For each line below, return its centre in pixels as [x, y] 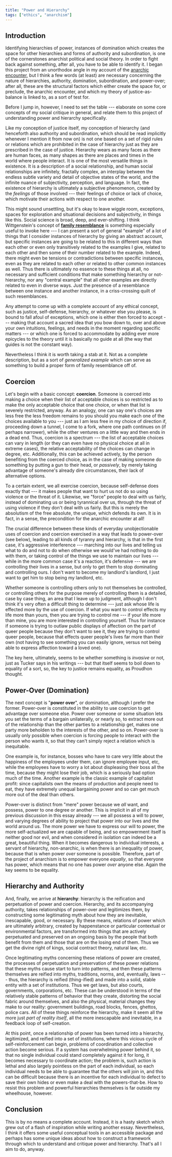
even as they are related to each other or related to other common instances [86, 264]
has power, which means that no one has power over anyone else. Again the [86, 865]
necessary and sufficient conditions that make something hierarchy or [79, 274]
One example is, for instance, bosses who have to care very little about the [84, 756]
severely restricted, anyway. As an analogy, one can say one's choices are [84, 410]
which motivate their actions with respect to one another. [65, 199]
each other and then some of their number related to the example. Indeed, [83, 253]
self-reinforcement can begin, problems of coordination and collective [79, 1044]
